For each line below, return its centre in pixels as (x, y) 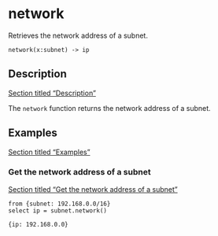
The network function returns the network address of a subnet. (109, 108)
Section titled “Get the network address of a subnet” (93, 189)
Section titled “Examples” (49, 152)
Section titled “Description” (52, 93)
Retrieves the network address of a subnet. (78, 35)
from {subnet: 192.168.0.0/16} (59, 204)
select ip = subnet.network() (58, 210)
